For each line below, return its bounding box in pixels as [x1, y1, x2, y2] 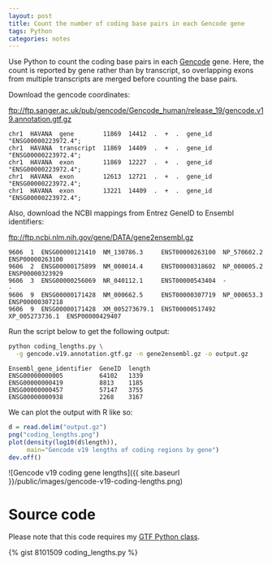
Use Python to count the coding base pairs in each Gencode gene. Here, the [8, 57, 265, 67]
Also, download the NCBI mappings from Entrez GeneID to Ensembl [8, 208, 234, 218]
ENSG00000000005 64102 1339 [8, 372, 144, 380]
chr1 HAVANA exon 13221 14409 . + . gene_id [8, 187, 213, 195]
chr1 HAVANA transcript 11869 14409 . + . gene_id [8, 144, 213, 153]
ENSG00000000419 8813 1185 [8, 379, 144, 387]
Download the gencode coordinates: [8, 90, 131, 100]
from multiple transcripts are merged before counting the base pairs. [8, 74, 238, 84]
